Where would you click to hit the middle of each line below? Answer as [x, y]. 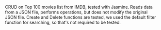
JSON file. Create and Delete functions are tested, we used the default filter [80, 17]
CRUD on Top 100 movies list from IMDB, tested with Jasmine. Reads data [79, 7]
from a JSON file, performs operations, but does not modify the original [76, 12]
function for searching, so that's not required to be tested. [63, 22]
